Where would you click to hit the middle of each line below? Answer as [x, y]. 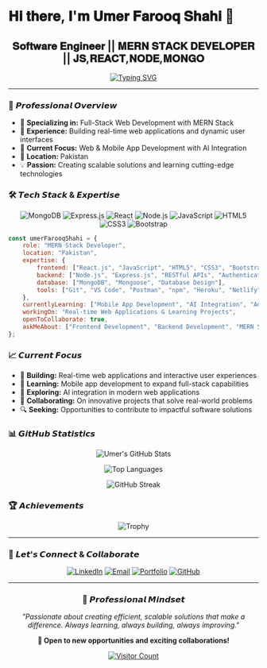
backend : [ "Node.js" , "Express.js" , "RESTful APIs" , [126, 275]
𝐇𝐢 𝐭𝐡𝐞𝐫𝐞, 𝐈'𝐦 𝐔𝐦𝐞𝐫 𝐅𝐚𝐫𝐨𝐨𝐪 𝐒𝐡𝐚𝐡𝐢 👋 [121, 16]
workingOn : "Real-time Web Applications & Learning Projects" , [130, 312]
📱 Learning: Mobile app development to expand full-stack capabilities [134, 384]
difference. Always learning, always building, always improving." [133, 625]
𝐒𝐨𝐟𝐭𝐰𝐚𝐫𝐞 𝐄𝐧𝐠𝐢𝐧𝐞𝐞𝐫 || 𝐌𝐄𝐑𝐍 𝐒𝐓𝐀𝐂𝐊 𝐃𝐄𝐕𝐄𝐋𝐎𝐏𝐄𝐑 [133, 46]
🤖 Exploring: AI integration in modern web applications [110, 392]
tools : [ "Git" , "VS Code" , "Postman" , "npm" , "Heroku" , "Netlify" [149, 290]
